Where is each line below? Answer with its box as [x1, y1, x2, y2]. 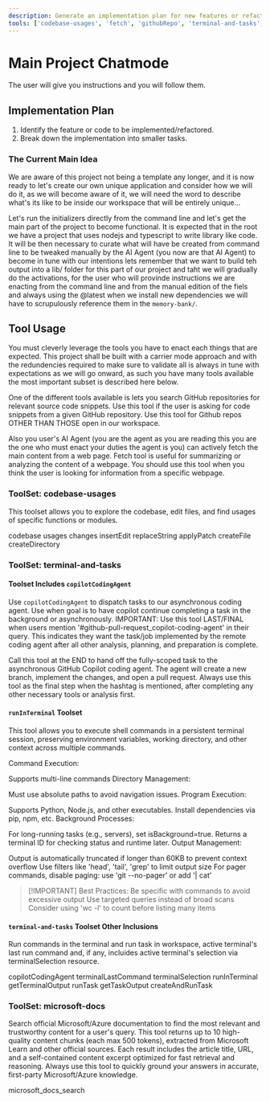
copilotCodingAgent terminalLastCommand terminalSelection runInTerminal [8, 972, 259, 981]
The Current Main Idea [8, 154, 98, 165]
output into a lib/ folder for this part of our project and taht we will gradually [8, 264, 258, 274]
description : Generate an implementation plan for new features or [8, 11, 239, 20]
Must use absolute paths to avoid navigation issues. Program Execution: [8, 789, 247, 799]
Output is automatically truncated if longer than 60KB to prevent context [8, 853, 247, 862]
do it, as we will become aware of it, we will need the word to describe [8, 189, 241, 199]
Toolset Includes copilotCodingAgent [8, 580, 132, 589]
